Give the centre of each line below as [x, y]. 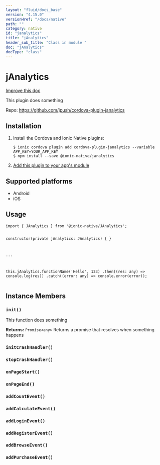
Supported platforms [39, 181]
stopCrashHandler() [29, 359]
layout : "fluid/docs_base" [34, 10]
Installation [24, 126]
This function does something [37, 320]
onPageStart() [23, 372]
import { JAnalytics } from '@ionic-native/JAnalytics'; [66, 226]
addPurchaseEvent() [29, 457]
